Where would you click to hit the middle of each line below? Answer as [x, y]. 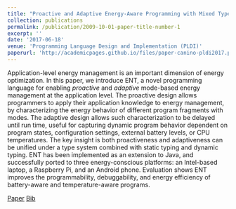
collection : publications [45, 20]
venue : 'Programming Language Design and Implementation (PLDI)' [105, 46]
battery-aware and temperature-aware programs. [79, 184]
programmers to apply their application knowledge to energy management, [116, 102]
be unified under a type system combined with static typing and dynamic [113, 147]
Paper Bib [21, 198]
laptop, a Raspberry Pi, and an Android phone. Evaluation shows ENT [107, 170]
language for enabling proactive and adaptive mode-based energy [104, 88]
